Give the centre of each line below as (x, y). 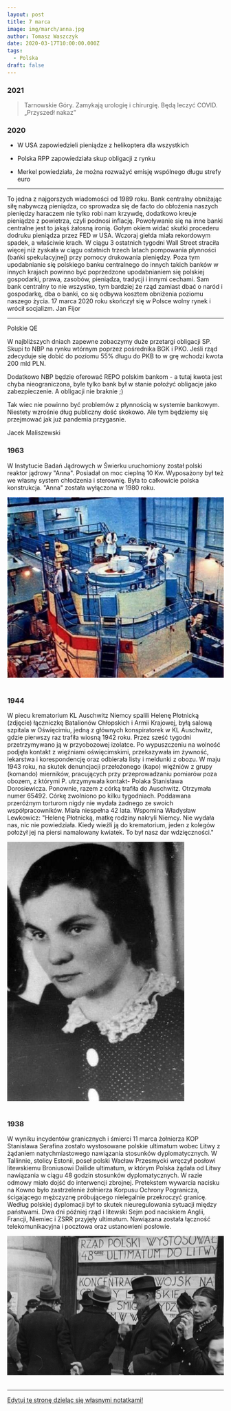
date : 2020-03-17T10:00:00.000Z (53, 44)
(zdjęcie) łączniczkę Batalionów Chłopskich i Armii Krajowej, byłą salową (110, 723)
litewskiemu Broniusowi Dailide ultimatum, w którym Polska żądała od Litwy (114, 1168)
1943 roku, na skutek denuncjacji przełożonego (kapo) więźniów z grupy (110, 766)
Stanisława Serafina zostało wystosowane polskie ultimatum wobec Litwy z (114, 1146)
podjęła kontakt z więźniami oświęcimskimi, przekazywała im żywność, (108, 752)
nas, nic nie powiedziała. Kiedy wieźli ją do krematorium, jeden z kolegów (111, 824)
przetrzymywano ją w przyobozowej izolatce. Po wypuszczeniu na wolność (114, 744)
